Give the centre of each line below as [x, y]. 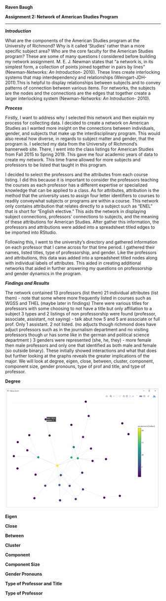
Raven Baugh [19, 7]
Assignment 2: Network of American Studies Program [62, 17]
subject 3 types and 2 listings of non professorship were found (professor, [81, 314]
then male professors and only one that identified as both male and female [81, 345]
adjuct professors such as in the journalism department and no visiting [77, 329]
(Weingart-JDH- [130, 77]
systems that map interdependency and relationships [59, 77]
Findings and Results [27, 283]
